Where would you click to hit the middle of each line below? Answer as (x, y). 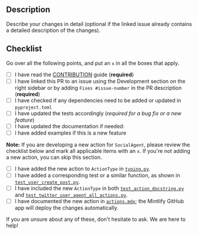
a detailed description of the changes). (53, 30)
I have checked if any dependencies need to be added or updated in (98, 100)
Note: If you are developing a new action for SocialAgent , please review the (98, 145)
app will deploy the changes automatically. (66, 208)
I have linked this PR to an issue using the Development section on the (100, 81)
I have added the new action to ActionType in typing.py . (82, 169)
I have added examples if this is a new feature (71, 133)
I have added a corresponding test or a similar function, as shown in (97, 175)
